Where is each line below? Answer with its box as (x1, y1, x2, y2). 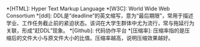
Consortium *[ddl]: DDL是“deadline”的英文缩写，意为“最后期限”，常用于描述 (6, 12, 194, 19)
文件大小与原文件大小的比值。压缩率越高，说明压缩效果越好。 (21, 35, 174, 41)
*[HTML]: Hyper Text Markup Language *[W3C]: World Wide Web (6, 5, 170, 12)
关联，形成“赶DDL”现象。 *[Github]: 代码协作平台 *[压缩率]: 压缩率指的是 (6, 27, 185, 34)
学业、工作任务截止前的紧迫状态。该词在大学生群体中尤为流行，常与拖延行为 (6, 20, 195, 26)
